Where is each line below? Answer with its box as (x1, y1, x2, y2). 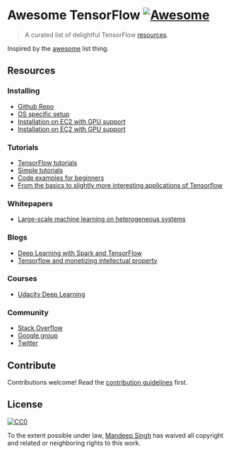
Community (7, 307, 49, 317)
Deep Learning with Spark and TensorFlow (17, 249, 143, 257)
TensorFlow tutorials (17, 158, 78, 166)
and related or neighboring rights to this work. (7, 438, 141, 447)
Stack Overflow (17, 324, 64, 332)
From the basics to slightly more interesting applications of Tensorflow (17, 181, 223, 189)
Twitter (17, 339, 39, 347)
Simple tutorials (17, 166, 64, 174)
